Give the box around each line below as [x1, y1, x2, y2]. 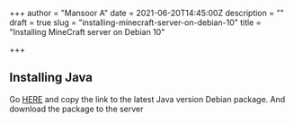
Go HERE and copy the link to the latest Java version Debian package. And [9, 93, 286, 104]
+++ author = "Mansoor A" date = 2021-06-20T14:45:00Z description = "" [9, 8, 285, 18]
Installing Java [9, 70, 93, 85]
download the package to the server [9, 103, 144, 114]
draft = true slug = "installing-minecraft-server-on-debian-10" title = [9, 17, 262, 28]
